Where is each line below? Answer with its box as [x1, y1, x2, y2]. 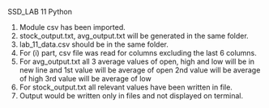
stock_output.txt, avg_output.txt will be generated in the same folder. [19, 31, 249, 40]
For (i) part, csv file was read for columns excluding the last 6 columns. [19, 48, 257, 57]
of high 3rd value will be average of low [19, 74, 152, 83]
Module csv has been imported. [19, 23, 126, 31]
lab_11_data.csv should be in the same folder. [19, 39, 169, 49]
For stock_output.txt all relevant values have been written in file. [19, 82, 233, 92]
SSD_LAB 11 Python [7, 7, 72, 16]
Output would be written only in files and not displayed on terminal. [19, 91, 244, 100]
